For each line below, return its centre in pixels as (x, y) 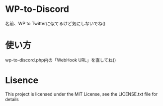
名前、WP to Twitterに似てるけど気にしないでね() (55, 23)
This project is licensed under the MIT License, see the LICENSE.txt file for (81, 94)
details (12, 99)
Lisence (22, 80)
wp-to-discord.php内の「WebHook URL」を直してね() (61, 60)
